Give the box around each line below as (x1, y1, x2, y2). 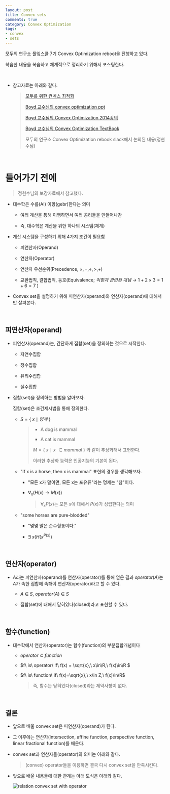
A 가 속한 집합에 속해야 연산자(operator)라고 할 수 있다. (12, 580, 121, 586)
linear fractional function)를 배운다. (12, 740, 85, 747)
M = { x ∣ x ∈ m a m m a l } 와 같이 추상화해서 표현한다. (32, 447, 141, 453)
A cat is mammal (40, 436, 75, 442)
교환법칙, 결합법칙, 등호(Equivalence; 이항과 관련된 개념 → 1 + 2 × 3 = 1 (20, 276, 163, 283)
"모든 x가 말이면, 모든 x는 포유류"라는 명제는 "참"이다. (27, 479, 134, 485)
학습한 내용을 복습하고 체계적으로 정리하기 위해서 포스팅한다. (5, 61, 125, 67)
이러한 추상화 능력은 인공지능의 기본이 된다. (32, 457, 118, 464)
